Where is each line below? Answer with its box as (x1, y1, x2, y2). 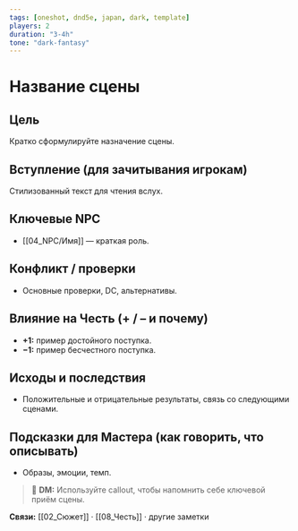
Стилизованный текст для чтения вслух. (9, 185, 164, 197)
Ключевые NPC (9, 211, 101, 227)
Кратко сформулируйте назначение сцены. (9, 136, 175, 147)
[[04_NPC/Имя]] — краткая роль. (21, 235, 149, 246)
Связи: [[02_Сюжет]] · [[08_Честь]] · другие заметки (9, 511, 209, 522)
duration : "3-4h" (9, 30, 74, 39)
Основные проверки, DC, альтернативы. (21, 285, 177, 295)
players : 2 (9, 21, 50, 30)
